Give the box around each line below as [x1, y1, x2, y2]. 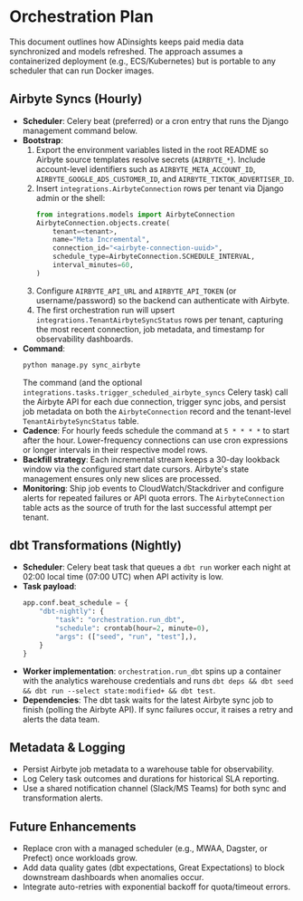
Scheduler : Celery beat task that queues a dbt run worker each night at [22, 561, 291, 572]
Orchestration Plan [9, 6, 154, 27]
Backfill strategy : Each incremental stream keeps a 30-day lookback [22, 454, 280, 465]
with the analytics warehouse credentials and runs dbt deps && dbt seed [22, 675, 294, 685]
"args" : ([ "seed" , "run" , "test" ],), [55, 632, 197, 641]
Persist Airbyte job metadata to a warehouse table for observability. [22, 763, 274, 775]
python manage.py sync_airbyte [22, 360, 141, 369]
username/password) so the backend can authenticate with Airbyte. [35, 294, 290, 305]
